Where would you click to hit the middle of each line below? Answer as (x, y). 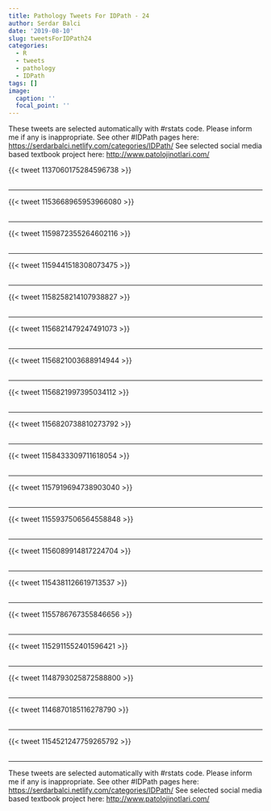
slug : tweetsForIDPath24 (50, 38)
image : (19, 91)
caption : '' (36, 98)
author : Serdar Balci (45, 23)
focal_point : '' (43, 106)
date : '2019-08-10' (41, 31)
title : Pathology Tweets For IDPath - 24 (79, 16)
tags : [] (23, 83)
